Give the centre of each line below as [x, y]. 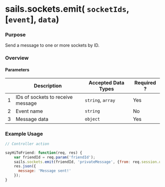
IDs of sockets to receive [44, 97]
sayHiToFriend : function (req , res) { [44, 153]
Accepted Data [107, 83]
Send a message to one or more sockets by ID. [52, 46]
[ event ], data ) [32, 19]
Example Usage [24, 134]
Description [48, 86]
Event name [29, 111]
